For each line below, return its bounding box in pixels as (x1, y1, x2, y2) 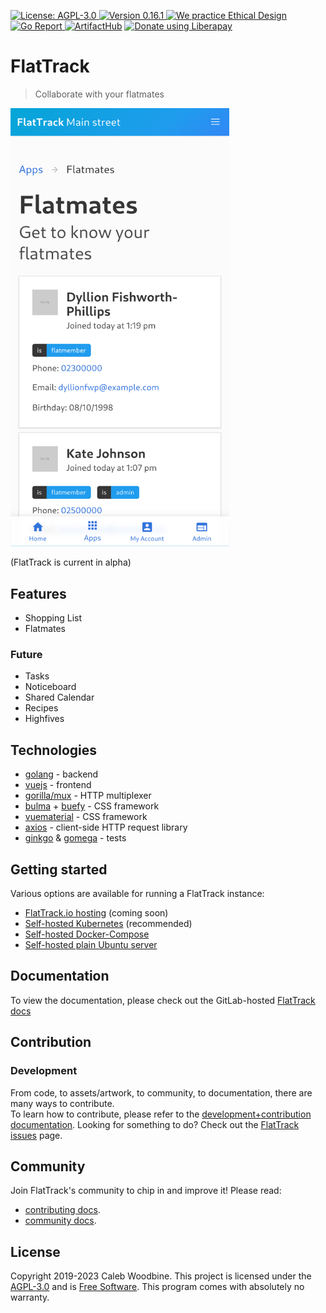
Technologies (10, 741, 98, 759)
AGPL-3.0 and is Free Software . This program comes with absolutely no (10, 1281, 305, 1293)
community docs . (24, 1215, 97, 1227)
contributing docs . (24, 1204, 101, 1216)
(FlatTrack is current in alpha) (10, 556, 132, 569)
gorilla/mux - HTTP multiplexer (24, 790, 152, 802)
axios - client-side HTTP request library (24, 821, 188, 834)
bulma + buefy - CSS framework (24, 800, 160, 812)
